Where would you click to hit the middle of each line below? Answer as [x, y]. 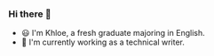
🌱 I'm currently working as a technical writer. [103, 42]
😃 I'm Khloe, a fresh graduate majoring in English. [113, 33]
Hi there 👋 [30, 14]
